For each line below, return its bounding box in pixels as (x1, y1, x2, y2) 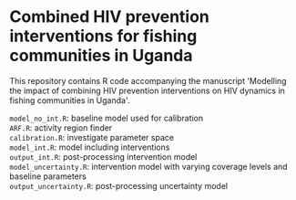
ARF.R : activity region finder (9, 121, 113, 133)
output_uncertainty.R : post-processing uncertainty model (9, 180, 229, 191)
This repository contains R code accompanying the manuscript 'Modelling (9, 75, 287, 86)
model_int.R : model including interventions (9, 142, 170, 153)
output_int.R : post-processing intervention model (9, 151, 198, 162)
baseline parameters (9, 171, 87, 182)
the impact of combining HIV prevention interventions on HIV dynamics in (9, 85, 285, 96)
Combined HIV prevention (9, 6, 209, 27)
